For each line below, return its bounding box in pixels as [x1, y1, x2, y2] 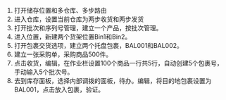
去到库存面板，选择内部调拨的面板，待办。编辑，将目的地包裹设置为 [13, 77, 212, 85]
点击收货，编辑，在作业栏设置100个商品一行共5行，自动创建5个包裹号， [13, 59, 223, 67]
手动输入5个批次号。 [13, 68, 74, 76]
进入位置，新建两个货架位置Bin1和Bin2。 [13, 32, 132, 41]
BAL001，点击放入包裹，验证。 [13, 85, 104, 94]
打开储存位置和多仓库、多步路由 [13, 6, 107, 14]
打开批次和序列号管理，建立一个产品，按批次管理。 [13, 24, 163, 32]
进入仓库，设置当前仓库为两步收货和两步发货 [13, 15, 144, 23]
